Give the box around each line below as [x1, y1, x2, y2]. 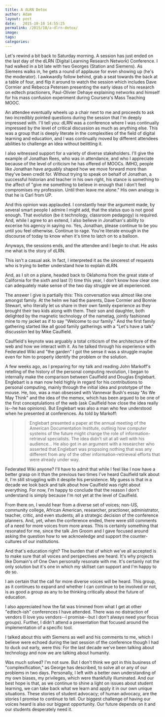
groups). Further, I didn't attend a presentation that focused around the [5, 619, 149, 625]
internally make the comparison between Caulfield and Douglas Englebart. [5, 374, 156, 379]
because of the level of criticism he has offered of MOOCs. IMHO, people [5, 160, 154, 166]
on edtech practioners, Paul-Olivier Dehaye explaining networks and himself [5, 89, 160, 95]
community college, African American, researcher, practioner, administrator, [5, 507, 160, 513]
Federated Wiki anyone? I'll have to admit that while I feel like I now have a [5, 466, 156, 472]
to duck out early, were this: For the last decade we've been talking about [5, 644, 154, 650]
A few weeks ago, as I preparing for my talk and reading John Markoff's [5, 363, 151, 369]
